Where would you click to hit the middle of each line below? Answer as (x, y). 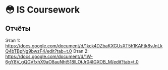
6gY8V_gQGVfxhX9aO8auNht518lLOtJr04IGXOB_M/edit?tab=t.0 (72, 62)
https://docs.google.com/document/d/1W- (49, 56)
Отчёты (18, 28)
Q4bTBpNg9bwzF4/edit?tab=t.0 (39, 51)
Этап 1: (13, 40)
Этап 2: (81, 51)
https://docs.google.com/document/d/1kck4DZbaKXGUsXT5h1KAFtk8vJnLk (84, 46)
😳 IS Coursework (43, 10)
